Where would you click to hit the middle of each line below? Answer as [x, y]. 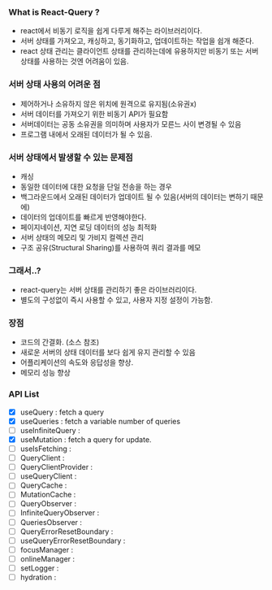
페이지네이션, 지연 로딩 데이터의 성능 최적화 [89, 227]
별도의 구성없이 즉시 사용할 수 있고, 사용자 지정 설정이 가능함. [117, 300]
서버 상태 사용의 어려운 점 [55, 85]
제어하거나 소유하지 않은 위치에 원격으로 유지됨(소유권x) [108, 103]
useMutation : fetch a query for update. [86, 439]
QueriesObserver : [51, 522]
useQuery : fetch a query [62, 412]
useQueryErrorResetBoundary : [73, 540]
